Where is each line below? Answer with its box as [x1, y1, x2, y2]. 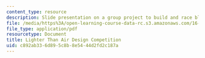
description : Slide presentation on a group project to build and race [6, 14, 192, 21]
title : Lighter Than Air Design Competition [6, 37, 121, 43]
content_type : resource [6, 8, 67, 15]
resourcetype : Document [6, 31, 67, 37]
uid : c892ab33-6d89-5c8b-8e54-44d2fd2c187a [6, 43, 119, 49]
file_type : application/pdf [6, 25, 78, 32]
